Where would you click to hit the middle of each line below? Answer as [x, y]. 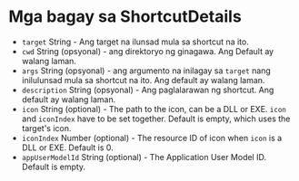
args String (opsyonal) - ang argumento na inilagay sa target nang [146, 71]
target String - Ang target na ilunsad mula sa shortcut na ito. [135, 42]
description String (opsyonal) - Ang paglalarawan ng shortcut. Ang [148, 90]
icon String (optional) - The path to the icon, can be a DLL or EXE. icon [154, 109]
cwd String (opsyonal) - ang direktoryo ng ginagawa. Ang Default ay [148, 51]
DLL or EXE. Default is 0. [68, 148]
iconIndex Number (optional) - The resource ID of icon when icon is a [152, 138]
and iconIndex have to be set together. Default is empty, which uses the [156, 119]
